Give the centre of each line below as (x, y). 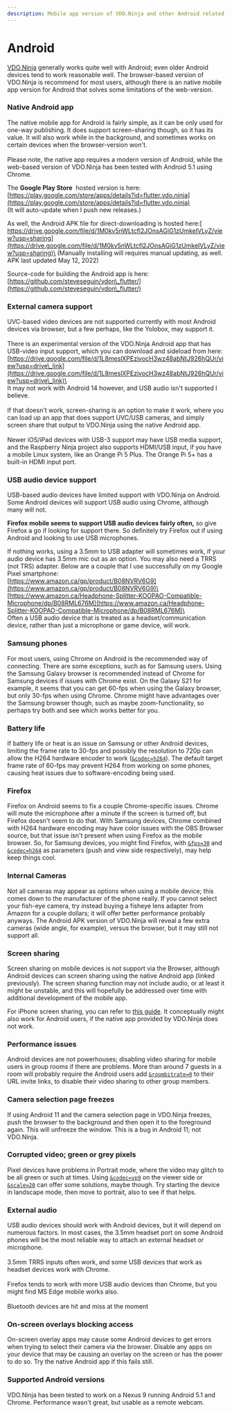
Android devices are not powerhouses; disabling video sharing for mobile (112, 1059)
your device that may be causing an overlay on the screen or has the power (115, 1354)
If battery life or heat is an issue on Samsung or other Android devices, (108, 744)
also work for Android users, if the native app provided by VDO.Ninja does (113, 1018)
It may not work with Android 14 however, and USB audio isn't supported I (112, 388)
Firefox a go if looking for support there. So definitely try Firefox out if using (115, 531)
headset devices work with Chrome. (59, 1270)
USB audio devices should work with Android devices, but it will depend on (114, 1225)
